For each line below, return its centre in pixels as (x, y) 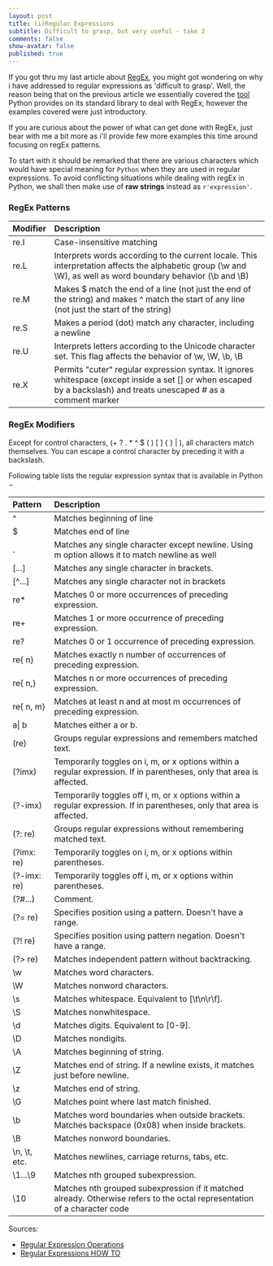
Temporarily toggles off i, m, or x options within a (147, 795)
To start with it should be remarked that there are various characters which (134, 160)
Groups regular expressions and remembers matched (156, 738)
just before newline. (91, 1075)
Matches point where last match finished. (132, 1101)
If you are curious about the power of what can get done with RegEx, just (131, 127)
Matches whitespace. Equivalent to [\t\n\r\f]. (139, 999)
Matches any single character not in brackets (140, 581)
